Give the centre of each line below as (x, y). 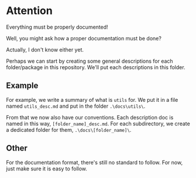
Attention (29, 11)
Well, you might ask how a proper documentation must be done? (84, 38)
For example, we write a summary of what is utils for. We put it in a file (92, 100)
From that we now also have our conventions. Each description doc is (90, 117)
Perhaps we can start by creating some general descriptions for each (90, 61)
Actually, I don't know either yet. (45, 49)
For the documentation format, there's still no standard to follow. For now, (94, 162)
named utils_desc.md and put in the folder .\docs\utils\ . (76, 106)
